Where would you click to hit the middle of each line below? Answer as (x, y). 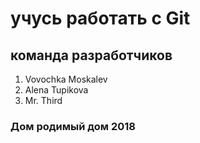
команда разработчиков (91, 55)
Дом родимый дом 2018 (73, 126)
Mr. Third (43, 100)
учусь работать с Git (100, 18)
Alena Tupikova (56, 90)
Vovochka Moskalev (66, 79)
